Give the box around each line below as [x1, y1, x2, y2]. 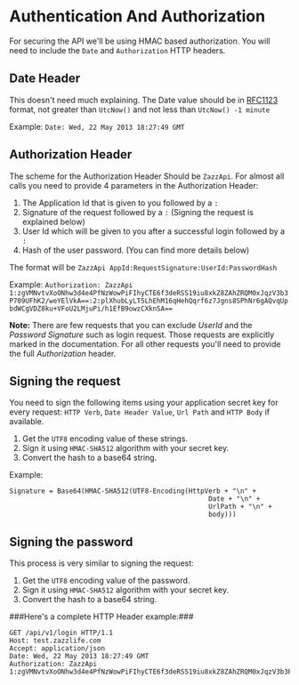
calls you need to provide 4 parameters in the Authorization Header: [9, 180, 259, 190]
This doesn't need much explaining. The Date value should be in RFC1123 [9, 94, 279, 105]
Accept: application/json [9, 644, 105, 653]
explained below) [21, 216, 86, 227]
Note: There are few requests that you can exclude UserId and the [9, 319, 253, 330]
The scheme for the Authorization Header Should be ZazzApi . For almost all [9, 171, 285, 181]
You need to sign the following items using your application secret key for [9, 398, 279, 408]
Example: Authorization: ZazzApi [9, 278, 133, 290]
